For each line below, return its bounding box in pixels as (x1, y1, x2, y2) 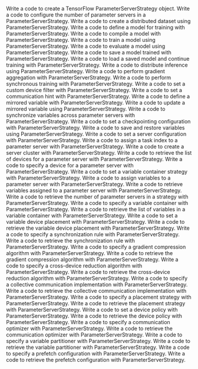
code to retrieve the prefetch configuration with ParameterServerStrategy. (6, 357, 186, 363)
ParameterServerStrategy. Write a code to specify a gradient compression (6, 243, 186, 250)
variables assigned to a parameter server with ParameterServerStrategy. (6, 187, 182, 194)
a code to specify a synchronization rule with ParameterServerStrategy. (6, 231, 180, 238)
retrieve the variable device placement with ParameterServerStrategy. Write (6, 224, 190, 231)
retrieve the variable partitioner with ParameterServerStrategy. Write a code (6, 344, 190, 351)
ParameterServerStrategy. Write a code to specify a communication (6, 319, 171, 325)
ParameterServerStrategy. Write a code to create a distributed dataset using (6, 18, 191, 24)
